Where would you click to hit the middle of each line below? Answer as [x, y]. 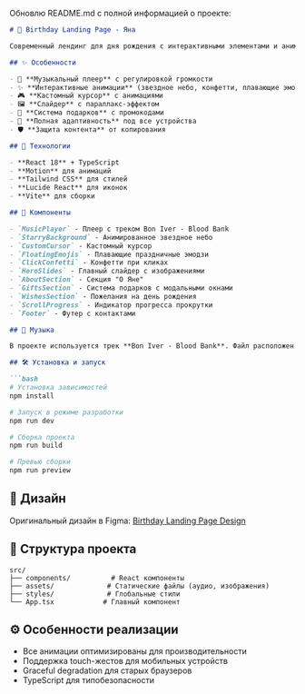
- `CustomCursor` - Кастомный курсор [81, 246]
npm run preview [40, 471]
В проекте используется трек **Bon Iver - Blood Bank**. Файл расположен [152, 346]
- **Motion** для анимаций [60, 171]
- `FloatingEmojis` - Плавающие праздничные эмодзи [109, 254]
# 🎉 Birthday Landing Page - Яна [73, 30]
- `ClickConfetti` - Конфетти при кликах [89, 263]
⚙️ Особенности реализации [94, 630]
